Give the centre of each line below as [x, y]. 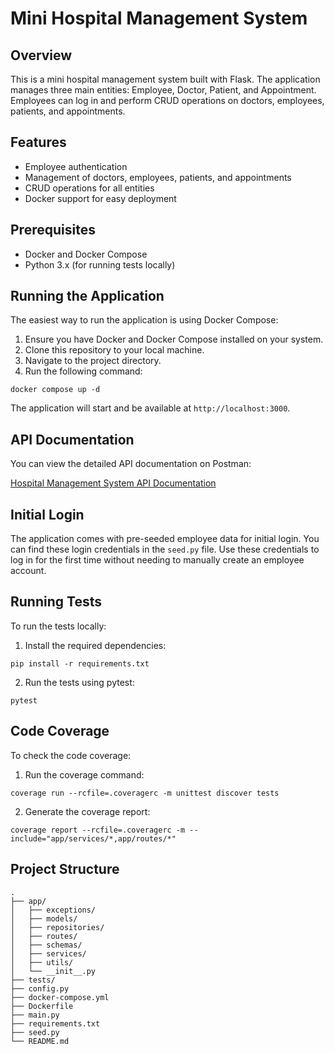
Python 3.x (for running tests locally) [100, 264]
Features [38, 142]
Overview [41, 55]
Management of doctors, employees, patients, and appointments [158, 177]
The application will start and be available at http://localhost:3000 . [150, 408]
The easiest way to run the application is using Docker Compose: [144, 320]
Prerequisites [53, 230]
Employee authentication [76, 166]
